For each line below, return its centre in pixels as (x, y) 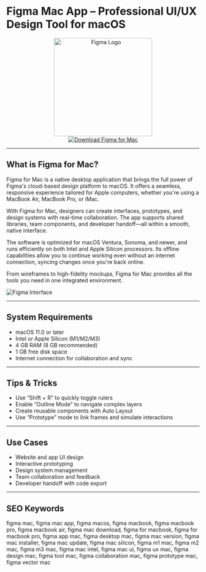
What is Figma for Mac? (52, 165)
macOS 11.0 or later (40, 332)
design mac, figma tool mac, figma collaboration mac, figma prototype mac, (102, 556)
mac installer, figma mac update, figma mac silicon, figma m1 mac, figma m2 (103, 543)
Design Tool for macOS (66, 24)
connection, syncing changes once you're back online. (76, 261)
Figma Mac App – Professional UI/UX (102, 11)
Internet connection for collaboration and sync (74, 358)
